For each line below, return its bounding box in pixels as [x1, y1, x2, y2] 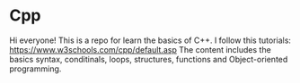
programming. [9, 63, 62, 74]
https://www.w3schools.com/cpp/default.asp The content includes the [9, 44, 271, 54]
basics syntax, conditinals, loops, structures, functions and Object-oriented [9, 54, 288, 64]
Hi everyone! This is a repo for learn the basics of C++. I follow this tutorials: [9, 35, 292, 46]
